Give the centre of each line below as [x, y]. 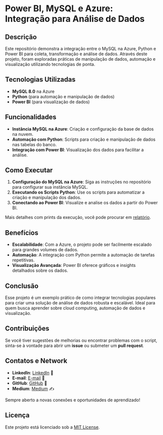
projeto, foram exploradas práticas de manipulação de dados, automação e [80, 59]
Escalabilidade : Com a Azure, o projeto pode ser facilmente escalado [82, 244]
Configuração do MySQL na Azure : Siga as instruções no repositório [81, 182]
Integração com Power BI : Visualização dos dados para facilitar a [78, 150]
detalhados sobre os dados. [40, 271]
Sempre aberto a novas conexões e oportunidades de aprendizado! [72, 400]
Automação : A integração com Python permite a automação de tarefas [83, 255]
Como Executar [29, 170]
